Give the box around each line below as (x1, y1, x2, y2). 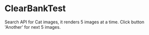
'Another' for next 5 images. (4, 24, 61, 30)
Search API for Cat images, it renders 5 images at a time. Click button (4, 19, 145, 25)
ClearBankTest (4, 3, 66, 14)
